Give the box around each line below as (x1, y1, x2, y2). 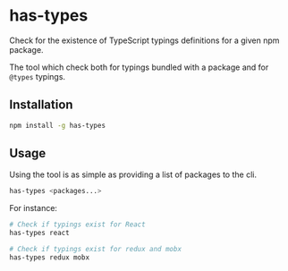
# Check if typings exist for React (9, 220, 146, 229)
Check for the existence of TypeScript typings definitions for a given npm (9, 35, 280, 46)
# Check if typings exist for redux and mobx (9, 245, 182, 254)
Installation (9, 97, 73, 113)
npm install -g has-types (9, 121, 106, 130)
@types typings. (9, 71, 65, 81)
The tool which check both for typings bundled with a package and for (9, 62, 269, 72)
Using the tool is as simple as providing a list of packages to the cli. (9, 169, 258, 180)
